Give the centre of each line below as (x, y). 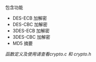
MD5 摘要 (22, 43)
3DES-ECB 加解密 (31, 31)
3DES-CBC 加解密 (31, 37)
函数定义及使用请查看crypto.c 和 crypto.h (48, 54)
